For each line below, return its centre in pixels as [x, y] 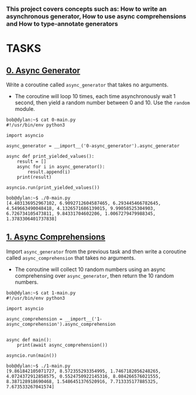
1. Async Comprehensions [56, 237]
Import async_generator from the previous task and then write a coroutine [96, 251]
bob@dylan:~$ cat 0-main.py [41, 120]
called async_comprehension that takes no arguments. [71, 257]
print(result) [34, 177]
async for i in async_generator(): [61, 167]
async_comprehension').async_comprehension [61, 324]
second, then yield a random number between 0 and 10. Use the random [102, 102]
